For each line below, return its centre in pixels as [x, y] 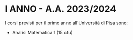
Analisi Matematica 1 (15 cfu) [42, 32]
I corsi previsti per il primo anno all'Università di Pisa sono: [66, 23]
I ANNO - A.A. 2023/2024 [61, 9]
